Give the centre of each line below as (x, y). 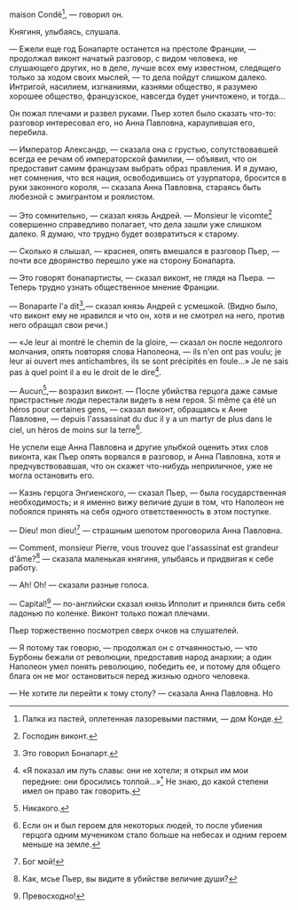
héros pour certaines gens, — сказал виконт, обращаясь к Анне (129, 410)
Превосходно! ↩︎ (53, 896)
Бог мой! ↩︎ (43, 861)
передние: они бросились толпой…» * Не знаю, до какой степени (145, 780)
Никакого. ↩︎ (45, 808)
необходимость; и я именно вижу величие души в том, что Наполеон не (147, 502)
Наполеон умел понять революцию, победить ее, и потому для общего (145, 667)
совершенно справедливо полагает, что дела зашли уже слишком (135, 225)
